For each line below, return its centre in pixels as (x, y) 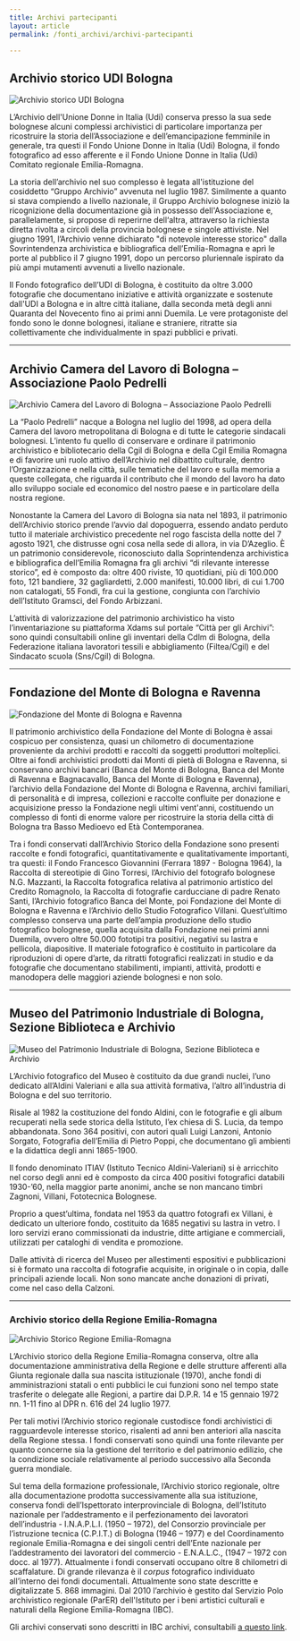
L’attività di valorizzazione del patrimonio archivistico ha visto (122, 618)
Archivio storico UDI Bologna (91, 78)
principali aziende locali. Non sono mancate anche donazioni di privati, (139, 1278)
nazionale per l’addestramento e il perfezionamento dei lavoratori (129, 1514)
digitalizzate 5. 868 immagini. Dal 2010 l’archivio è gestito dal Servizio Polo (146, 1590)
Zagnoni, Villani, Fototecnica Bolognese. (83, 1196)
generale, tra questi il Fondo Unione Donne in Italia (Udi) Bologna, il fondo (145, 146)
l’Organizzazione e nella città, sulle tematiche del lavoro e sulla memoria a (145, 469)
